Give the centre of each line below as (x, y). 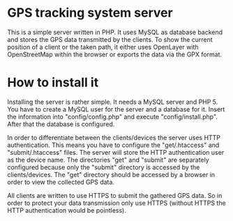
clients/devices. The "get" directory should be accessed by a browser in (111, 174)
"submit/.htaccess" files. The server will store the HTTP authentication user (116, 152)
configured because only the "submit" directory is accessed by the (104, 167)
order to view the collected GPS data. (61, 182)
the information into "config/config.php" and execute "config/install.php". (113, 116)
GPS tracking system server (90, 13)
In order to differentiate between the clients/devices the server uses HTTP (114, 137)
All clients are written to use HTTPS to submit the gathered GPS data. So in (115, 195)
